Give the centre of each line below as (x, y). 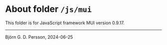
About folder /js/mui (48, 9)
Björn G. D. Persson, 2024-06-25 (39, 37)
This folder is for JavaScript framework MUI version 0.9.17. (65, 23)
